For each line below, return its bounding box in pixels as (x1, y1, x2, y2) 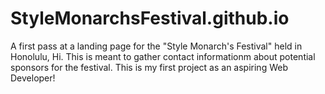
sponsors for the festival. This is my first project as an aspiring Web (10, 61, 288, 73)
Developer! (10, 72, 56, 84)
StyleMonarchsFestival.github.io (10, 7, 290, 30)
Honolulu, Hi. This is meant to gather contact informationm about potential (10, 50, 316, 62)
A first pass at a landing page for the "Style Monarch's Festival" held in (10, 40, 303, 52)
